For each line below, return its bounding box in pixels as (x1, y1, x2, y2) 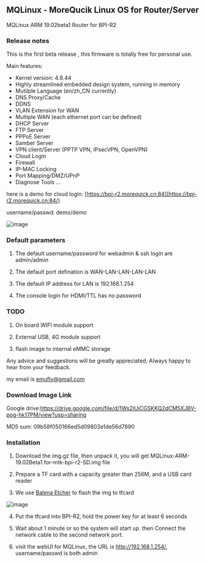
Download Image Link (6, 391, 72, 399)
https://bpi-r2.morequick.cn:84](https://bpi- (86, 190, 198, 198)
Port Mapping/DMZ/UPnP (15, 172, 80, 180)
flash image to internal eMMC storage (15, 345, 111, 352)
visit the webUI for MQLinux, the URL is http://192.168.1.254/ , (15, 543, 168, 551)
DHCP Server (15, 120, 50, 128)
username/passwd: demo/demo (6, 209, 87, 216)
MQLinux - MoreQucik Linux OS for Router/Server (6, 5, 199, 15)
